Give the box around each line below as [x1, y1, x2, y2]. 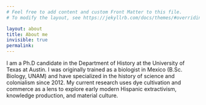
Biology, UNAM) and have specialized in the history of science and [6, 73, 175, 79]
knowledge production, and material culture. [6, 92, 118, 99]
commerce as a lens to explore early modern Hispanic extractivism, [6, 85, 177, 92]
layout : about [6, 26, 43, 32]
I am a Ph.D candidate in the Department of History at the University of [6, 59, 185, 67]
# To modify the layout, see [6, 15, 81, 21]
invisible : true [6, 37, 48, 43]
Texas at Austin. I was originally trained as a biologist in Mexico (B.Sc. [6, 66, 183, 73]
